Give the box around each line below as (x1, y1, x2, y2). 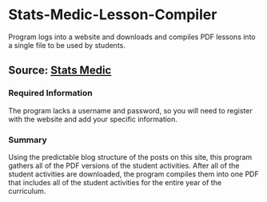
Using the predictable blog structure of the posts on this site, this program (8, 152, 253, 161)
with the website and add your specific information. (8, 114, 178, 124)
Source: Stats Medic (8, 64, 112, 77)
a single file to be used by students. (8, 40, 126, 50)
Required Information (8, 88, 94, 99)
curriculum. (8, 186, 46, 196)
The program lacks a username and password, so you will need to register (8, 105, 253, 115)
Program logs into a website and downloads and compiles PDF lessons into (8, 32, 256, 42)
